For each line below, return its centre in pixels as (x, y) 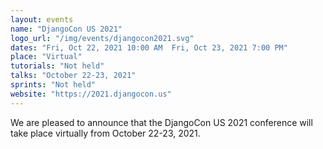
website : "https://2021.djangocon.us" (91, 94)
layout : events (42, 19)
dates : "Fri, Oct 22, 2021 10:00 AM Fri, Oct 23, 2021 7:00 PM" (149, 47)
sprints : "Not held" (53, 85)
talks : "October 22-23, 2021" (73, 76)
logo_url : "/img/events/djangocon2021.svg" (102, 38)
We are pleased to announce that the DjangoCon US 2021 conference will (161, 122)
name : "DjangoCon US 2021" (66, 29)
